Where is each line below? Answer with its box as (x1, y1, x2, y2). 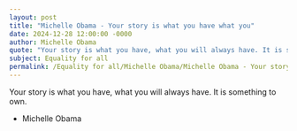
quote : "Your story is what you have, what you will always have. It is (9, 46, 283, 55)
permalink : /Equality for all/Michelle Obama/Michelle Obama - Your (9, 63, 267, 72)
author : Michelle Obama (9, 37, 97, 47)
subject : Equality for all (9, 54, 109, 63)
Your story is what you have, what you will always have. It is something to (9, 86, 277, 97)
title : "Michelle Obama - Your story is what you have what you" (9, 21, 255, 30)
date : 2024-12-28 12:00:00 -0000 (9, 29, 133, 38)
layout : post (9, 12, 57, 22)
